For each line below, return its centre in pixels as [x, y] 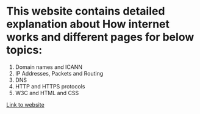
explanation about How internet [88, 24]
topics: [24, 50]
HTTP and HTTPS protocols [50, 86]
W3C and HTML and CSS [47, 93]
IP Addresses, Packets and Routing [59, 73]
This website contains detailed [86, 11]
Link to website [25, 104]
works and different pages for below [100, 37]
